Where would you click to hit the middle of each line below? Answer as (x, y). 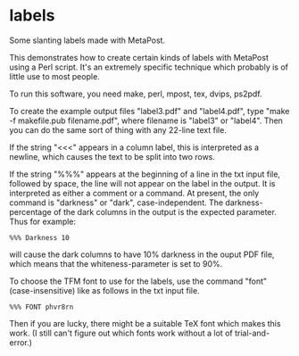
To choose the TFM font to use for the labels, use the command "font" (138, 281)
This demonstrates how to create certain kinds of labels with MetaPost (139, 57)
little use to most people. (54, 76)
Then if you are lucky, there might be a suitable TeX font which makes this (145, 323)
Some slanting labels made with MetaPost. (87, 40)
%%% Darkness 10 (39, 237)
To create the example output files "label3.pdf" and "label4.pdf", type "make (149, 111)
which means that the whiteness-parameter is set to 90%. (116, 263)
